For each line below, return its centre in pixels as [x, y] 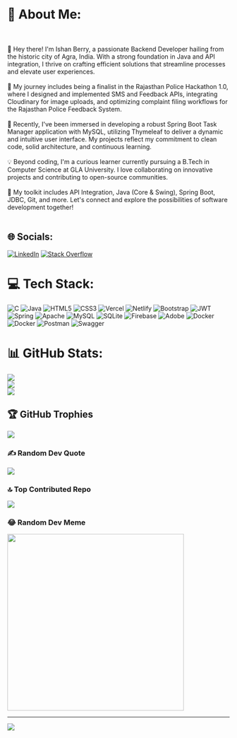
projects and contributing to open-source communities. [87, 177]
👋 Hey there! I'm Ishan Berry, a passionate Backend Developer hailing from [116, 49]
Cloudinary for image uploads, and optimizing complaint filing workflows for [117, 101]
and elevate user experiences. [51, 71]
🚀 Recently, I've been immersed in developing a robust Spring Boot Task [112, 124]
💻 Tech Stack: [51, 284]
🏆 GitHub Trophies [50, 415]
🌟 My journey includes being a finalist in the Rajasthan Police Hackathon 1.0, [118, 86]
